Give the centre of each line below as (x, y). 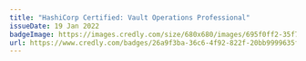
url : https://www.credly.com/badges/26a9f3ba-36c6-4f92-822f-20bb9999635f (154, 43)
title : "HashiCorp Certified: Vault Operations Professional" (130, 17)
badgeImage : (32, 34)
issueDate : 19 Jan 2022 (55, 26)
